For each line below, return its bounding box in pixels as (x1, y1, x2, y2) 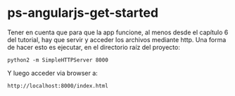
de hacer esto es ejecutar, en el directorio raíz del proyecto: (7, 43, 181, 51)
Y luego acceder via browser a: (7, 69, 99, 77)
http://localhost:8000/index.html (7, 82, 109, 89)
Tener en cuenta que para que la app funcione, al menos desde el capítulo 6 (7, 28, 229, 36)
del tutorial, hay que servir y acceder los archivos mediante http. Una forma (7, 35, 227, 43)
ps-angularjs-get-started (7, 5, 159, 21)
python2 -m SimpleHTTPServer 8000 (7, 56, 109, 64)
